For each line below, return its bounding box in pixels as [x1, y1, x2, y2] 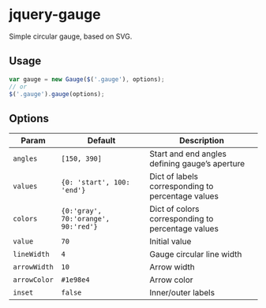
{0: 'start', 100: [61, 178, 130, 187]
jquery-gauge [9, 6, 101, 24]
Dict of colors [149, 203, 200, 214]
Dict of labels [149, 171, 199, 182]
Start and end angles [149, 148, 227, 159]
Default [87, 135, 116, 147]
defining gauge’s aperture [149, 158, 245, 169]
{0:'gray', [61, 206, 102, 216]
